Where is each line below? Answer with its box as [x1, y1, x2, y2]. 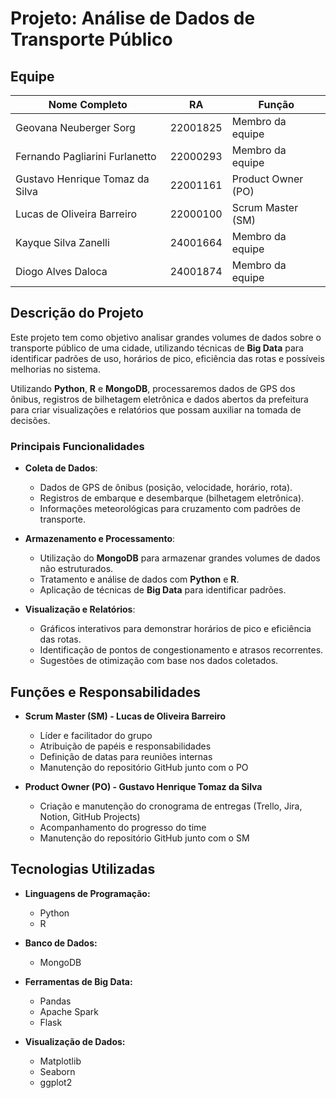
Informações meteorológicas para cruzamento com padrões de [39, 503, 301, 515]
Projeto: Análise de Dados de [10, 7, 256, 30]
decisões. [10, 414, 51, 426]
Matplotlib [39, 1055, 82, 1067]
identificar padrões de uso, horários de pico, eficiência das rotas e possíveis [10, 352, 325, 364]
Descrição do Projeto [10, 305, 144, 322]
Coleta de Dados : [24, 462, 98, 474]
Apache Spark [39, 1005, 99, 1017]
